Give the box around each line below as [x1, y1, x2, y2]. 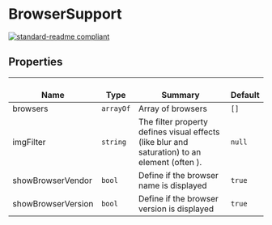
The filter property [138, 116, 209, 127]
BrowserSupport [8, 5, 123, 23]
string [100, 137, 127, 146]
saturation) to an [138, 146, 202, 158]
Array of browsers [138, 103, 208, 114]
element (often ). [138, 156, 202, 168]
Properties [8, 55, 63, 69]
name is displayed [138, 180, 208, 191]
